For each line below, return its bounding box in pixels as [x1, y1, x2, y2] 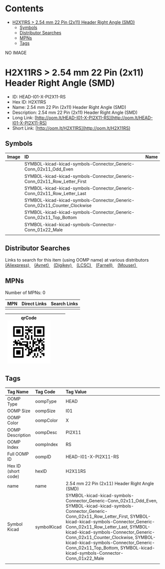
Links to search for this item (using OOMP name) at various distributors [5, 257, 149, 263]
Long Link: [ [12, 114, 37, 121]
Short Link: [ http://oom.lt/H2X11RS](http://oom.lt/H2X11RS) [12, 125, 131, 131]
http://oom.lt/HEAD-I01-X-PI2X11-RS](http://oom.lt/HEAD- [36, 114, 153, 121]
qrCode [21, 315, 37, 321]
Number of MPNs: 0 [5, 290, 46, 296]
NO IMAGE [5, 50, 27, 56]
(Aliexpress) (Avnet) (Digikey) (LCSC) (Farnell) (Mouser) [5, 262, 137, 268]
